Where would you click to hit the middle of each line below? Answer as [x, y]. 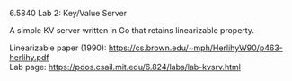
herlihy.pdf [29, 57]
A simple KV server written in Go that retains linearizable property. [132, 30]
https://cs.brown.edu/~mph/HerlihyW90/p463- [195, 48]
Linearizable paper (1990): [58, 48]
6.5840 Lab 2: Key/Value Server [68, 13]
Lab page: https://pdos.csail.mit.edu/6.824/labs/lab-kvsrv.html [125, 67]
